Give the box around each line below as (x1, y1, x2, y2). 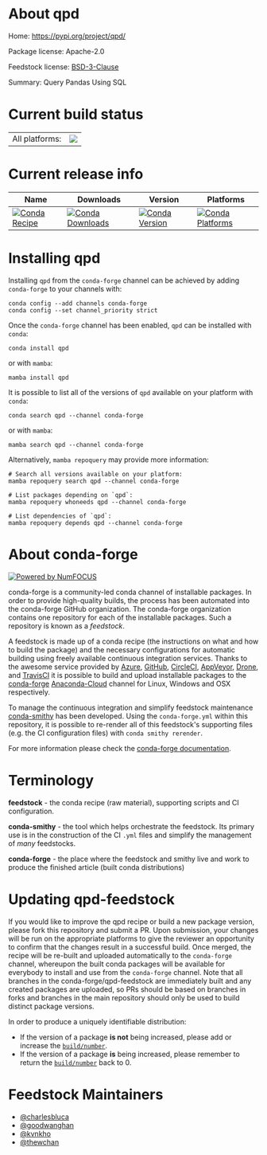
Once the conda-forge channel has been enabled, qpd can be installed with (8, 320, 252, 330)
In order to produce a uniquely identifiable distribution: (8, 1016, 187, 1026)
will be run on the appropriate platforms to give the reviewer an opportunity (8, 934, 254, 943)
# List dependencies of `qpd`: (8, 511, 112, 520)
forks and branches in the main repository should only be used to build (8, 993, 240, 1002)
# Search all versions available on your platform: (8, 470, 183, 478)
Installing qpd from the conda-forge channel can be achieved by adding (8, 276, 240, 285)
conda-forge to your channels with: (8, 284, 122, 293)
